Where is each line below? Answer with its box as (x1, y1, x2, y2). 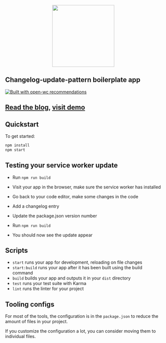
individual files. (5, 334, 36, 340)
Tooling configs (5, 300, 55, 308)
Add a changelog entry (12, 203, 59, 209)
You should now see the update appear (12, 232, 93, 238)
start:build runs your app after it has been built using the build (12, 265, 143, 271)
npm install (5, 143, 30, 148)
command (12, 270, 33, 276)
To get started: (5, 133, 36, 139)
